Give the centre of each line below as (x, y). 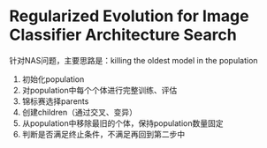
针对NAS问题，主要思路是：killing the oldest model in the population (133, 60)
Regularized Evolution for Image (129, 16)
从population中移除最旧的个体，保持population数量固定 (122, 123)
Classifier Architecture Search (123, 35)
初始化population (53, 79)
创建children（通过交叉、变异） (79, 112)
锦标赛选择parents (55, 101)
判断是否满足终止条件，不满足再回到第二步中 (103, 134)
